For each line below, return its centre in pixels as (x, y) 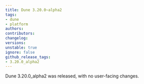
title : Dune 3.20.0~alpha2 (34, 10)
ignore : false (20, 52)
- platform (17, 24)
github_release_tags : (28, 57)
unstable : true (21, 48)
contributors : (20, 33)
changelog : (17, 38)
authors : (14, 29)
